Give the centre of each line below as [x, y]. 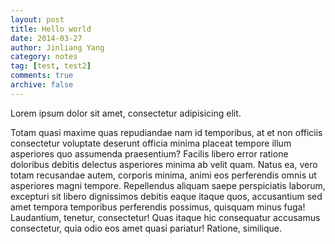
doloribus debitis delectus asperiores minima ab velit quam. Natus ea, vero [164, 164]
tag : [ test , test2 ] [51, 66]
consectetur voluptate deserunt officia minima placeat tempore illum [151, 143]
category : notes [44, 57]
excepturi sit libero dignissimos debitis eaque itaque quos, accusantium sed [166, 196]
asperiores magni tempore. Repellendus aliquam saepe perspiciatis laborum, [168, 185]
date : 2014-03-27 [46, 38]
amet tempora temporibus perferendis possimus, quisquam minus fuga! [158, 207]
